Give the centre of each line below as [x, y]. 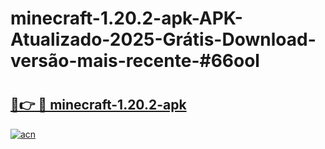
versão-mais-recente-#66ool [135, 61]
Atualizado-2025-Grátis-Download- [163, 39]
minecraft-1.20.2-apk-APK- [126, 18]
